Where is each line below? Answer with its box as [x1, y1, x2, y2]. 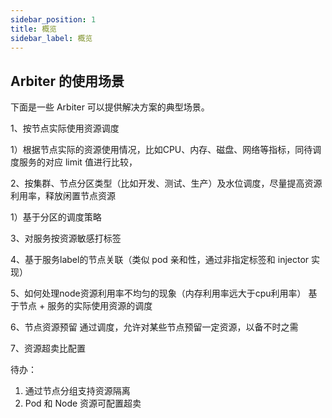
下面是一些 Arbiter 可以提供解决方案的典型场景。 [10, 101, 210, 113]
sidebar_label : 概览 [10, 33, 93, 43]
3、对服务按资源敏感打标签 [10, 232, 122, 245]
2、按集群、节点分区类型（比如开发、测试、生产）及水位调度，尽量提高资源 [10, 177, 323, 190]
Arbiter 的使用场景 [10, 72, 125, 90]
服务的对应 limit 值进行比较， [18, 156, 138, 168]
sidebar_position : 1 [10, 14, 97, 25]
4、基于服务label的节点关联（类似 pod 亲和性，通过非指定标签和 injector [10, 254, 310, 266]
